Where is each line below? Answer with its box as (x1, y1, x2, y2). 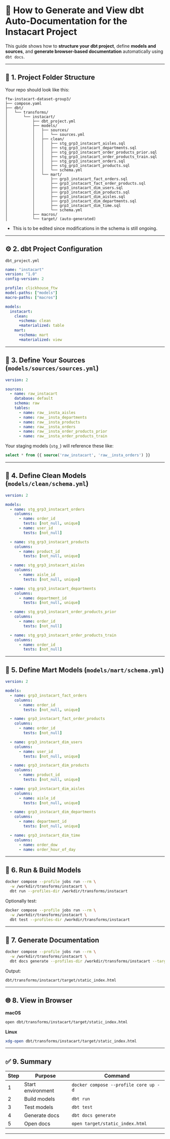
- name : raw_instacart (10, 391, 58, 396)
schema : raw (14, 401, 39, 406)
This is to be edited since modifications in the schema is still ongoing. (12, 225, 158, 231)
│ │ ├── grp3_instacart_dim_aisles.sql (5, 194, 125, 199)
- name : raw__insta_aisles (18, 410, 76, 415)
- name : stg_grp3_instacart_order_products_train (10, 633, 116, 638)
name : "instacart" (5, 267, 44, 272)
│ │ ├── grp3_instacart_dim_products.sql (5, 190, 130, 195)
